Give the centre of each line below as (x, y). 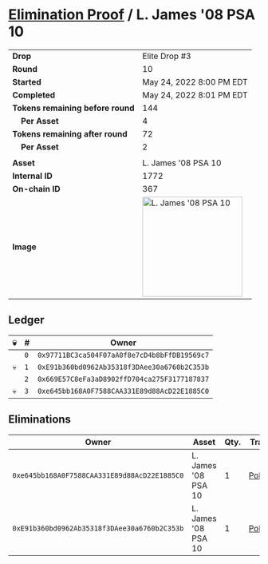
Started (27, 81)
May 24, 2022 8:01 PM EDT (195, 95)
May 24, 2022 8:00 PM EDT (195, 81)
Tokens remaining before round (73, 108)
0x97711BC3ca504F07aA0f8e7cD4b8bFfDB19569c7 (123, 355)
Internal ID (33, 176)
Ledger (26, 320)
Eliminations (40, 420)
